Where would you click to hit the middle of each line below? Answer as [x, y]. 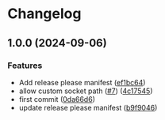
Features [25, 66]
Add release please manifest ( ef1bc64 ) [82, 82]
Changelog [44, 14]
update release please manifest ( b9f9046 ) [88, 107]
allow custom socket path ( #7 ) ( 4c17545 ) [86, 91]
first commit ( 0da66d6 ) [57, 99]
